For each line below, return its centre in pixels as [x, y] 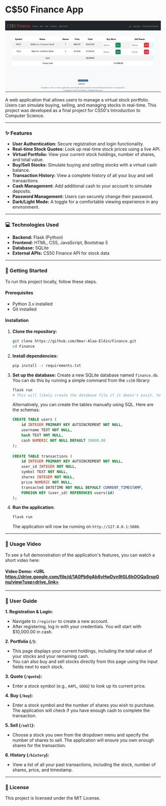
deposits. [22, 191]
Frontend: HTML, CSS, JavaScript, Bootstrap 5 [60, 243]
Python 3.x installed [32, 304]
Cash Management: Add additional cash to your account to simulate [82, 186]
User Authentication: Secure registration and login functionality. [78, 144]
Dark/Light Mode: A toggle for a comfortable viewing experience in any [85, 202]
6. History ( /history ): [27, 755]
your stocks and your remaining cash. [51, 656]
